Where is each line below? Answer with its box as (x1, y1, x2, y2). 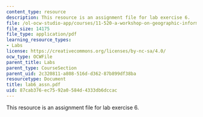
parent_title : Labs (6, 59, 56, 65)
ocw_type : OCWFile (6, 54, 53, 60)
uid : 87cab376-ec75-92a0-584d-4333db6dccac (6, 87, 118, 93)
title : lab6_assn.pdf (6, 82, 61, 88)
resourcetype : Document (6, 76, 66, 82)
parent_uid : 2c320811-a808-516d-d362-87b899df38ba (6, 71, 137, 77)
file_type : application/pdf (6, 31, 77, 37)
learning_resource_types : (6, 37, 71, 43)
